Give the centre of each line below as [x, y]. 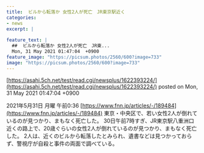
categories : [21, 18]
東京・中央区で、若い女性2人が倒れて [151, 113]
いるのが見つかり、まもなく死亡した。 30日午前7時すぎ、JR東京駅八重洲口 [100, 121]
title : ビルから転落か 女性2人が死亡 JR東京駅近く [66, 12]
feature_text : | [27, 40]
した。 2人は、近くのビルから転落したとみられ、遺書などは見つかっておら [99, 136]
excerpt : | [20, 29]
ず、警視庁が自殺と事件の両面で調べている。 [62, 143]
